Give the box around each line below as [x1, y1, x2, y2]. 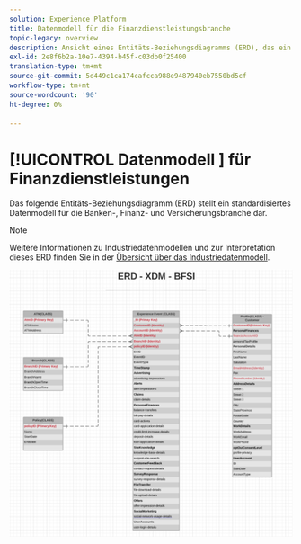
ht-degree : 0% [9, 100, 63, 109]
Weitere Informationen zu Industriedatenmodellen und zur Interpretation [9, 243, 276, 254]
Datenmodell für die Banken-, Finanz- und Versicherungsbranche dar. [9, 208, 268, 218]
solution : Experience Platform [9, 14, 127, 23]
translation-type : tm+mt [9, 62, 102, 71]
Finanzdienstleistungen [9, 168, 190, 189]
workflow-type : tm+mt [9, 81, 91, 90]
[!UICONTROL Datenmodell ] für [9, 149, 252, 170]
